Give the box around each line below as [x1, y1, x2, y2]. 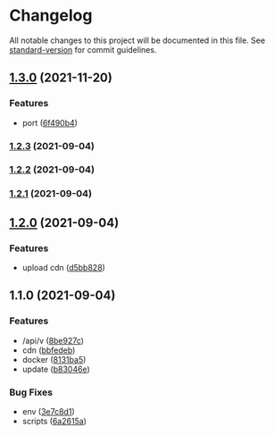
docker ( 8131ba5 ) [21, 354, 87, 364]
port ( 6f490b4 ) [21, 117, 79, 128]
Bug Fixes [9, 386, 54, 398]
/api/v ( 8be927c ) [21, 335, 85, 346]
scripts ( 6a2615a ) [21, 416, 87, 427]
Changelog [9, 5, 93, 26]
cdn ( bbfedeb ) [21, 345, 76, 356]
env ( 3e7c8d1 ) [21, 406, 75, 417]
